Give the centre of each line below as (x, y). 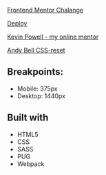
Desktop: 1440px (41, 95)
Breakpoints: (35, 72)
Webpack (31, 164)
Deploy (17, 23)
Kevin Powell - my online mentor (53, 37)
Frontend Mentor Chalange (45, 10)
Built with (28, 118)
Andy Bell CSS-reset (36, 50)
